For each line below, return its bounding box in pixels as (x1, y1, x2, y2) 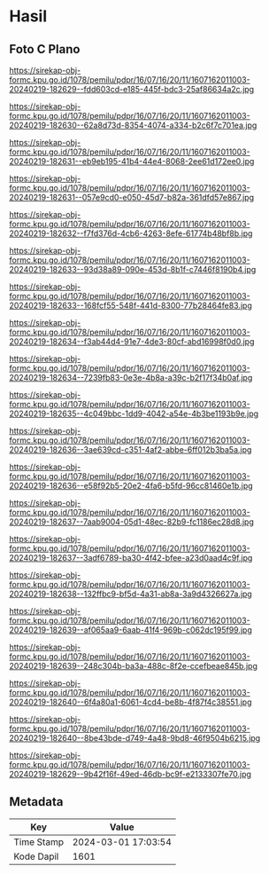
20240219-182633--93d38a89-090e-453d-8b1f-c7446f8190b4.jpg (9, 264, 257, 274)
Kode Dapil (13, 850, 59, 862)
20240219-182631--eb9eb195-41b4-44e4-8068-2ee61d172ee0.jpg (9, 156, 255, 166)
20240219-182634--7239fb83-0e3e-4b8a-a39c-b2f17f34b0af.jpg (9, 373, 253, 382)
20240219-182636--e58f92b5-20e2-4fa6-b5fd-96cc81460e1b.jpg (9, 481, 254, 491)
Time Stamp (13, 836, 65, 848)
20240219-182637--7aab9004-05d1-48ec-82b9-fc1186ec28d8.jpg (9, 516, 254, 527)
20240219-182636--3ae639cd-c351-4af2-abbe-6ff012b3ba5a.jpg (9, 445, 252, 454)
